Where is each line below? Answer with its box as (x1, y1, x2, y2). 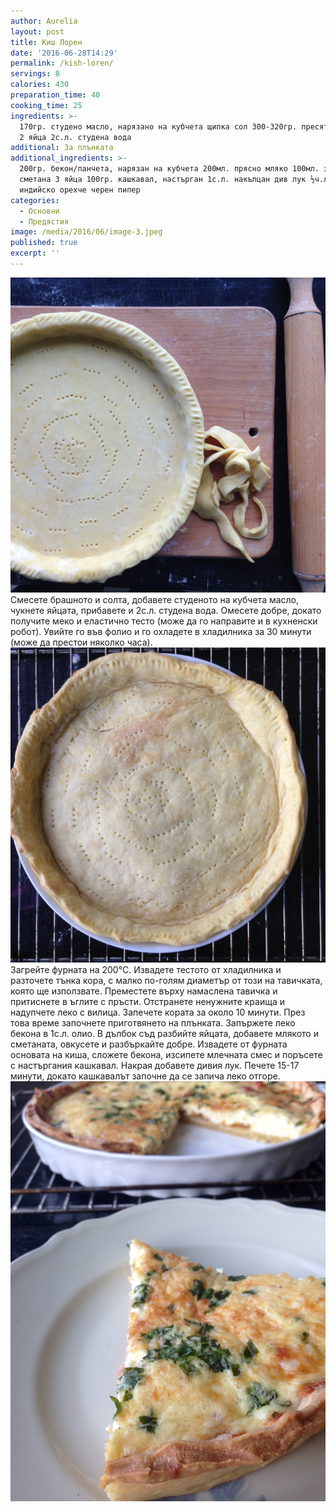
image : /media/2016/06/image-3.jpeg (10, 227, 163, 237)
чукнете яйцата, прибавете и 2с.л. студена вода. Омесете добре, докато (10, 604, 322, 616)
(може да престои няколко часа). (10, 636, 153, 648)
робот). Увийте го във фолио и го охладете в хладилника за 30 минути (10, 625, 312, 637)
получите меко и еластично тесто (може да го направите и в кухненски (10, 615, 318, 627)
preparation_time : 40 (10, 90, 101, 100)
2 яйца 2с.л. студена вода (19, 132, 132, 142)
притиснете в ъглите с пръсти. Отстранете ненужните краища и (10, 995, 285, 1007)
